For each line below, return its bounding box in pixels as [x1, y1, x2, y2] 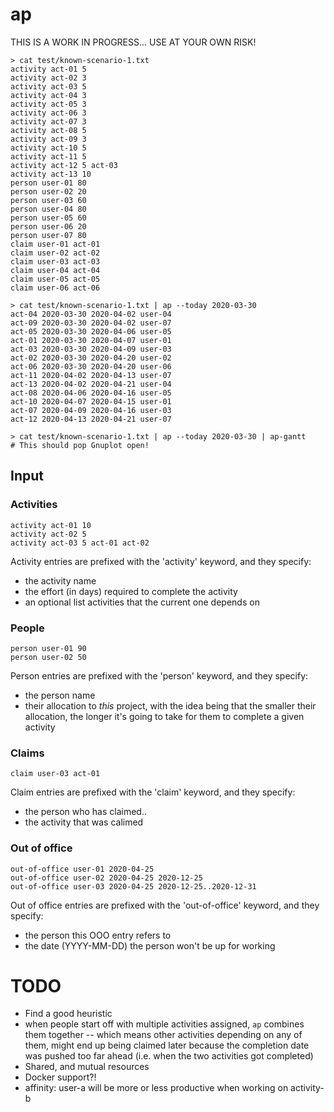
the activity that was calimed [24, 816, 144, 828]
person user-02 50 [10, 652, 87, 662]
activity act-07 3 [10, 116, 87, 127]
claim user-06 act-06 [10, 283, 101, 293]
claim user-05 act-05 [10, 274, 101, 284]
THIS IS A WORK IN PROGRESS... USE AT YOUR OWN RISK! [10, 36, 257, 48]
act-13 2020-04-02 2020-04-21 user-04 [10, 379, 172, 389]
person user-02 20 [10, 186, 87, 197]
